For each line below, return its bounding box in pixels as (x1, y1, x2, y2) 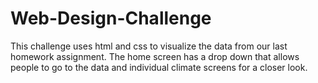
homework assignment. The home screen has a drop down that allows (10, 50, 300, 62)
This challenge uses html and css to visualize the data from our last (10, 40, 288, 52)
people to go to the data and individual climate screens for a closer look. (10, 61, 308, 73)
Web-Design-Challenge (10, 7, 212, 30)
